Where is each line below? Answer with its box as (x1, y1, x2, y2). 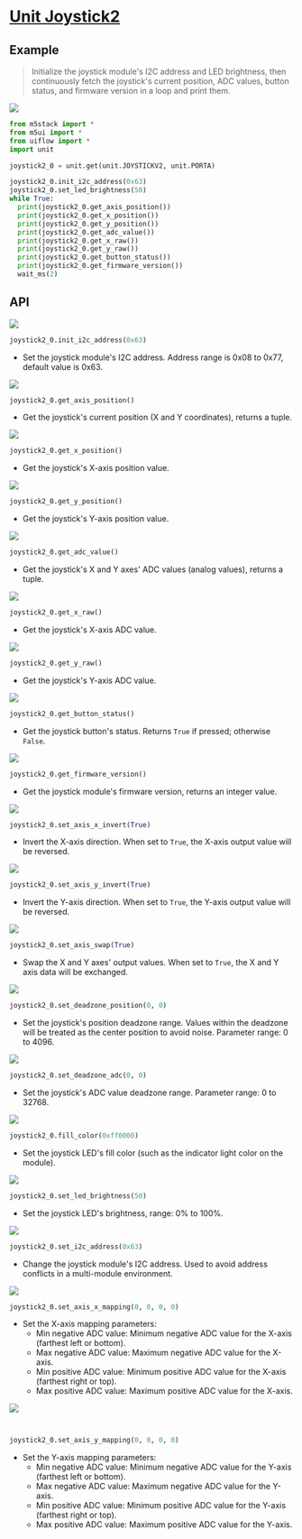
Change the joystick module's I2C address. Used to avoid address (22, 1258, 269, 1269)
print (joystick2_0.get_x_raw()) (17, 236, 140, 245)
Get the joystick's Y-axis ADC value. (22, 675, 157, 686)
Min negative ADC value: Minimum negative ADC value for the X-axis (35, 1328, 293, 1339)
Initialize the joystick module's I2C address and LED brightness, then (31, 66, 287, 77)
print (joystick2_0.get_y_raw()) (17, 244, 140, 253)
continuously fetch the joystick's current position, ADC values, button (31, 76, 290, 87)
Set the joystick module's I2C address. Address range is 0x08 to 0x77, (22, 352, 284, 363)
